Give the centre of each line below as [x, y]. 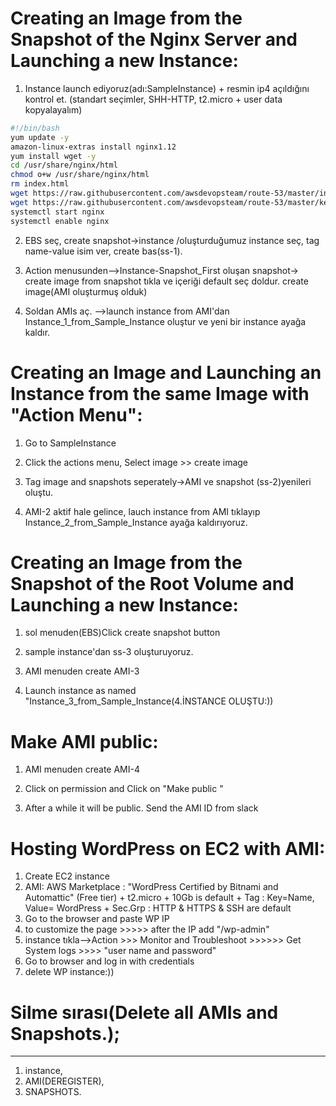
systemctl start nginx [57, 212]
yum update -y [40, 137]
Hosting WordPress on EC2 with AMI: [168, 848]
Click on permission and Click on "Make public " [124, 789]
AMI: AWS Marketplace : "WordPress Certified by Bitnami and [151, 887]
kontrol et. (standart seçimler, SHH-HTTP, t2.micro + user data [153, 99]
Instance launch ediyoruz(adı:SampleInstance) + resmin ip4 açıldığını [167, 88]
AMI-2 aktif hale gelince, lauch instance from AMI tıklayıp [142, 511]
